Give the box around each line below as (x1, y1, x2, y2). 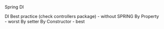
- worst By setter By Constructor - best (4, 19, 85, 24)
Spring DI (4, 4, 24, 10)
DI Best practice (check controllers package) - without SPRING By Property (4, 14, 159, 19)
